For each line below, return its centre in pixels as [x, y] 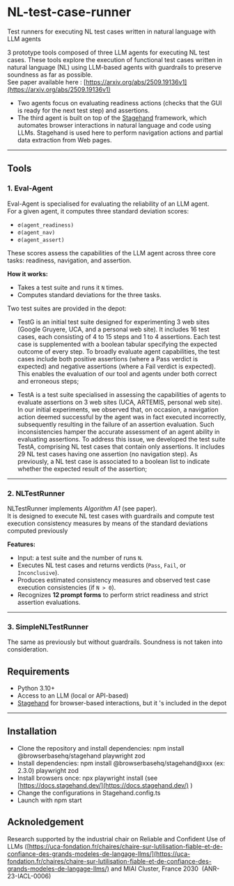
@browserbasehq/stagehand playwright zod [81, 756]
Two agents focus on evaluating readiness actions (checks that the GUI [119, 103]
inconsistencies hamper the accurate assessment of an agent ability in [118, 431]
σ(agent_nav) [36, 232]
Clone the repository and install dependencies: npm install [101, 748]
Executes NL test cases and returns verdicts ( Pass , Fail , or [102, 565]
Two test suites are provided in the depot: [67, 308]
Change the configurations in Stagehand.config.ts [89, 793]
